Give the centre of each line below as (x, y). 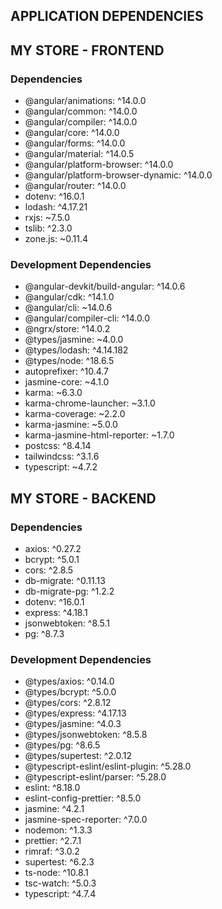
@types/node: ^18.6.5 (69, 361)
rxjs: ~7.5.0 (47, 218)
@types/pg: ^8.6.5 (62, 745)
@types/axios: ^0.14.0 (69, 681)
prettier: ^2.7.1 (53, 841)
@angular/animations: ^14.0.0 (85, 101)
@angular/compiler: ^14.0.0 (81, 122)
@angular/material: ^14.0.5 (79, 154)
